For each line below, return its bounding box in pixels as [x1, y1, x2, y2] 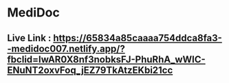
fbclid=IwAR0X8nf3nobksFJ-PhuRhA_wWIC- [7, 54, 206, 65]
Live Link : [7, 32, 52, 44]
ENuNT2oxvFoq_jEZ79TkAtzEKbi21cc [7, 64, 173, 76]
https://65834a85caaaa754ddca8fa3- [53, 32, 222, 44]
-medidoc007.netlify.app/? [7, 43, 125, 54]
